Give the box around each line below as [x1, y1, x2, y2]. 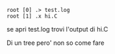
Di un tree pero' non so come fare [6, 39, 105, 47]
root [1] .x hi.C [6, 13, 58, 20]
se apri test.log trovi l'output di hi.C [6, 25, 109, 33]
